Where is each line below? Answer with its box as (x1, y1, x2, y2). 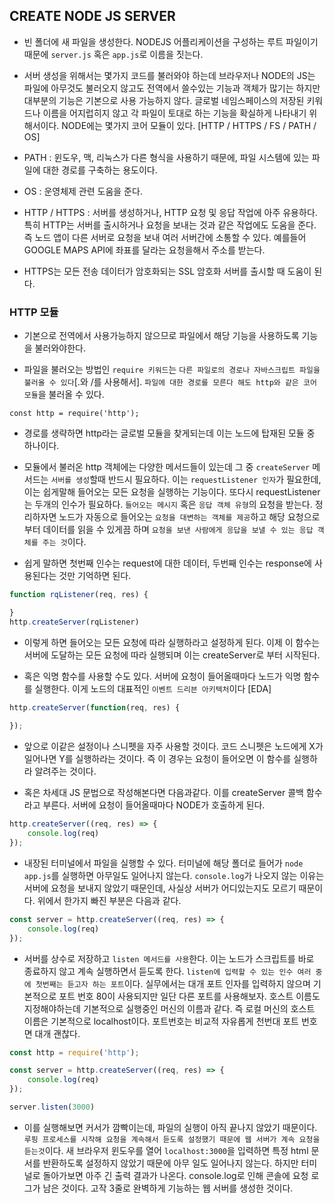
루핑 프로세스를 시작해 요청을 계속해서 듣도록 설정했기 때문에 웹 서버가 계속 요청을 (23, 1134, 321, 1144)
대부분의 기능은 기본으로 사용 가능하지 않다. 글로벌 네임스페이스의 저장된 (23, 94, 305, 106)
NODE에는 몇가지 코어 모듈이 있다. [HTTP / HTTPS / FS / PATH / (61, 119, 317, 131)
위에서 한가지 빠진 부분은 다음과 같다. (37, 894, 182, 906)
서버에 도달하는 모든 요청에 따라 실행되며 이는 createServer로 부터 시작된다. (23, 649, 321, 661)
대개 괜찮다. (34, 1027, 81, 1039)
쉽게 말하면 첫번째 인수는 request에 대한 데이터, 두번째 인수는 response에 (23, 557, 312, 569)
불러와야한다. (34, 342, 86, 354)
